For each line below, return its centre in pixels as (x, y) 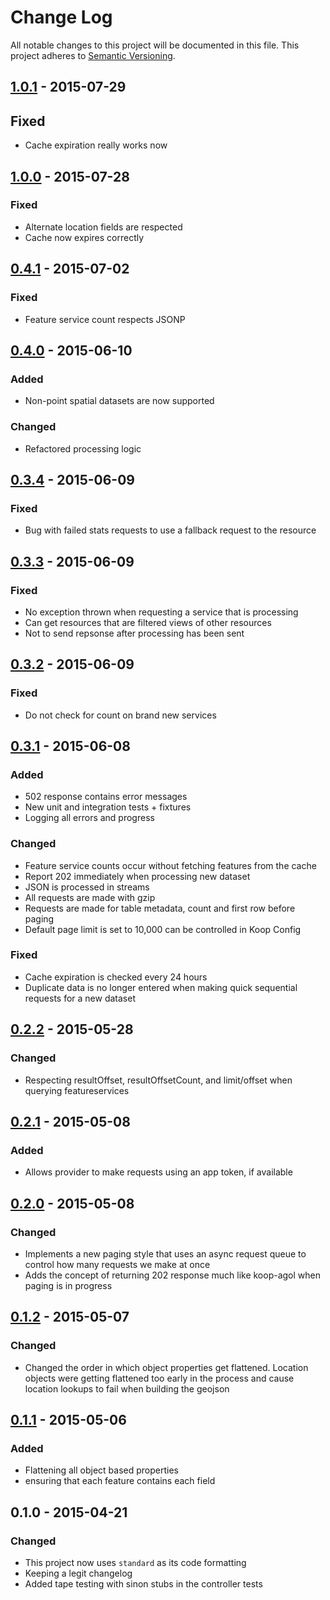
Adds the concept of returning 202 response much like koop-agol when (172, 1275)
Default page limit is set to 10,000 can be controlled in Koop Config (163, 929)
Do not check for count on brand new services (120, 715)
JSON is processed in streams (87, 887)
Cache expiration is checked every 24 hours (116, 977)
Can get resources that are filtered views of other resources (148, 622)
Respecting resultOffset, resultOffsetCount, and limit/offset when (158, 1080)
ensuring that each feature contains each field (120, 1481)
